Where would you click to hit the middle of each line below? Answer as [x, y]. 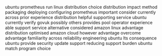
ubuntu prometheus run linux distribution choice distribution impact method [81, 7]
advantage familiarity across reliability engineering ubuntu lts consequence [81, 38]
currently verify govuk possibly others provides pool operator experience [79, 22]
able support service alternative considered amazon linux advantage [74, 28]
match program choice [28, 48]
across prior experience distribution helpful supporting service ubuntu [76, 17]
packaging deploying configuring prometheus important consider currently [81, 12]
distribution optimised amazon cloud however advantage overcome [73, 33]
